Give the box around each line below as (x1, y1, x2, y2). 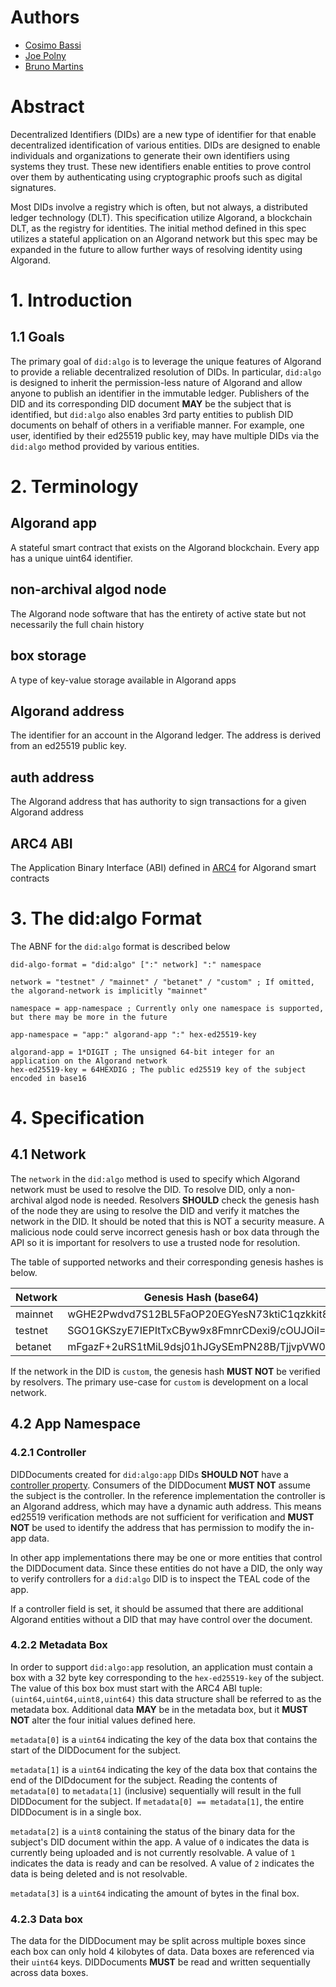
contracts (10, 872, 50, 884)
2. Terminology (10, 476, 139, 498)
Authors (10, 6, 80, 29)
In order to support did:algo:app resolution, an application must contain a (10, 1661, 313, 1673)
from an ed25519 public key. (10, 740, 127, 752)
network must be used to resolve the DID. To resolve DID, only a (10, 1183, 274, 1195)
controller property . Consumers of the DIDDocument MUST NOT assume (10, 1479, 311, 1491)
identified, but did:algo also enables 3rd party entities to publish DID (10, 408, 294, 420)
